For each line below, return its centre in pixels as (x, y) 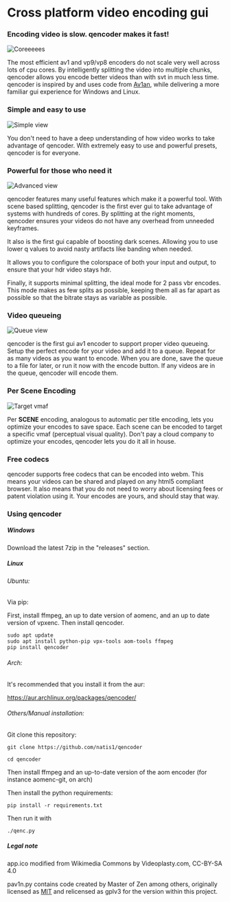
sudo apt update (30, 635)
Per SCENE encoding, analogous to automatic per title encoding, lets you (111, 419)
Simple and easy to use (47, 110)
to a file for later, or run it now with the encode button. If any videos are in (111, 366)
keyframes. (23, 228)
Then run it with (30, 818)
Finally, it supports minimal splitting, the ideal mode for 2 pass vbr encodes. (114, 283)
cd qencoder (24, 759)
